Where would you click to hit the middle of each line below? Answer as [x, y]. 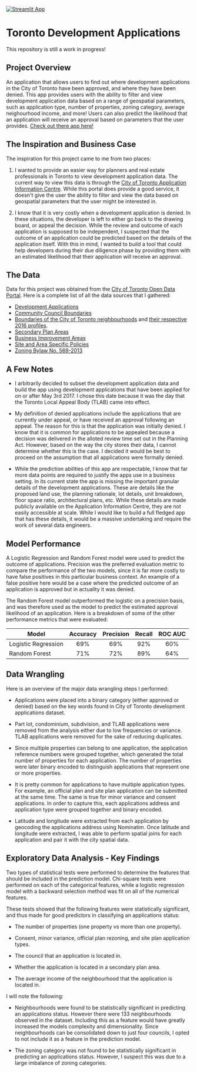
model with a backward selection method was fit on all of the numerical [93, 891]
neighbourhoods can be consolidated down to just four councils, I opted [102, 1033]
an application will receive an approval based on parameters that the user [95, 119]
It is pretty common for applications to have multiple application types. [100, 784]
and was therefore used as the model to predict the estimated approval [92, 607]
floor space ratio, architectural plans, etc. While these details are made [100, 500]
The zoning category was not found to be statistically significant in [95, 1050]
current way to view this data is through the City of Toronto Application [101, 182]
